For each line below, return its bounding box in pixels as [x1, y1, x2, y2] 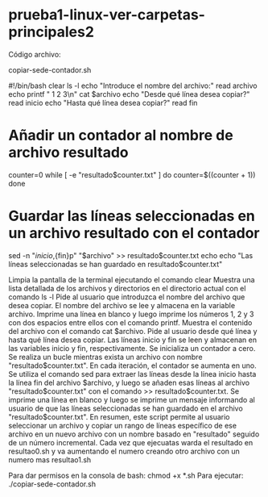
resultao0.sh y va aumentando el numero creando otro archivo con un [8, 446, 240, 456]
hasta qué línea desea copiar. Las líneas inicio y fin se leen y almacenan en [8, 335, 258, 345]
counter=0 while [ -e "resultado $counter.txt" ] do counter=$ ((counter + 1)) [8, 169, 256, 179]
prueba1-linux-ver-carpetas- [8, 6, 205, 24]
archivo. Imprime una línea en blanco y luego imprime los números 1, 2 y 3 [8, 309, 254, 319]
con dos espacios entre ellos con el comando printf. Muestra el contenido [8, 317, 253, 328]
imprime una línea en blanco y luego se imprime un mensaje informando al [8, 395, 255, 404]
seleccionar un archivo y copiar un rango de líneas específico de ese [8, 420, 237, 430]
